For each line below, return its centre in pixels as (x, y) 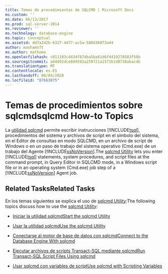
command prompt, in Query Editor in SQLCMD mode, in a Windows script (81, 162)
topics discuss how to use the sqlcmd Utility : (52, 206)
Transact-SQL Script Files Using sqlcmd (54, 256)
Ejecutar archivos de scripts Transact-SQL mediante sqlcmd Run (79, 251)
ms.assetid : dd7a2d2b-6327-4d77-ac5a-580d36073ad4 (59, 43)
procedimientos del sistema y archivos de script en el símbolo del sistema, (82, 135)
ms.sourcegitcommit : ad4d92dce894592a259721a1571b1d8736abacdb (73, 62)
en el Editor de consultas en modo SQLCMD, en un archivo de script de (79, 141)
